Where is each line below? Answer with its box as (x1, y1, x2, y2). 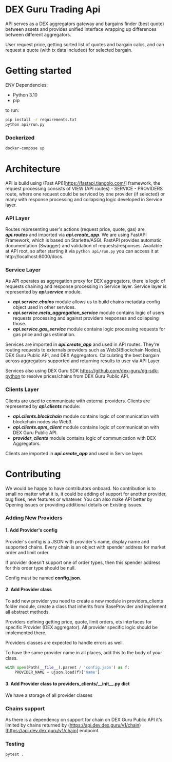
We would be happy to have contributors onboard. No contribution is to (5, 485, 156, 491)
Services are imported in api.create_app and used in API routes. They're (5, 341, 160, 347)
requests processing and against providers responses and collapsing (12, 315, 159, 321)
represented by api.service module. (5, 289, 82, 295)
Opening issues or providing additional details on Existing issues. (5, 501, 143, 507)
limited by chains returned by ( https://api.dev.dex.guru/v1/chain (5, 722, 140, 728)
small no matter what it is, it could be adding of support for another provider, (5, 491, 167, 497)
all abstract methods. (5, 609, 50, 615)
